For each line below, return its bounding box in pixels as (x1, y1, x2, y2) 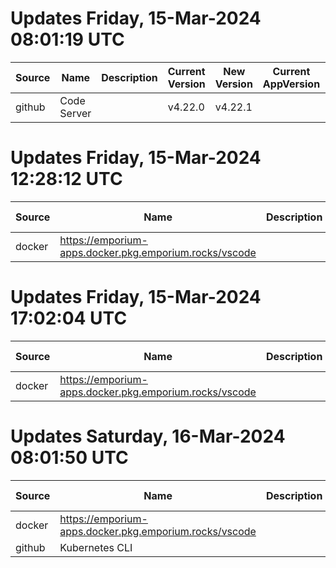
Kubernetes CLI (59, 540, 133, 554)
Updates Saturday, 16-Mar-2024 (10, 425, 286, 447)
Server (59, 106, 92, 120)
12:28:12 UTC (10, 168, 123, 191)
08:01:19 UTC (10, 28, 125, 51)
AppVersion (262, 77, 321, 91)
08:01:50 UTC (10, 447, 129, 469)
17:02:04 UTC (10, 307, 128, 330)
